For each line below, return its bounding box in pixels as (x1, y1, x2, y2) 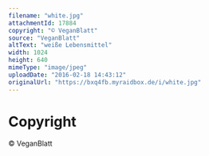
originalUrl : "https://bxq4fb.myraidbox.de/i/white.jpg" (8, 78, 202, 86)
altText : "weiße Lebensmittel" (8, 41, 112, 49)
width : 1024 (8, 49, 48, 57)
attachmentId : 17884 (8, 19, 77, 27)
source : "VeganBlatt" (8, 33, 81, 42)
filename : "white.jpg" (8, 11, 84, 20)
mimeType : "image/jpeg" (8, 64, 88, 72)
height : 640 (8, 57, 48, 64)
